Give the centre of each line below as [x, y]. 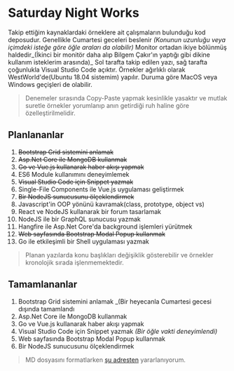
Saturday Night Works [74, 13]
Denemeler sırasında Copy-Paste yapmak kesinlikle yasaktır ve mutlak [126, 98]
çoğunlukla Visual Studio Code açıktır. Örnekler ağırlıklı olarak [97, 69]
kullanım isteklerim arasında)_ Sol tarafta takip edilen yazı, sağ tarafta [108, 62]
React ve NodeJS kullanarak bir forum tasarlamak [90, 211]
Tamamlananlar [43, 284]
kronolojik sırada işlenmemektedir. [75, 262]
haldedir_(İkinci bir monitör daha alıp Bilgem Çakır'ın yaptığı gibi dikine [109, 55]
